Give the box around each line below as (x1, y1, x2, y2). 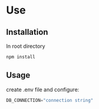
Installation (6, 27, 48, 37)
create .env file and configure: (6, 86, 80, 93)
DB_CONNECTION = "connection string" (6, 97, 94, 103)
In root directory (6, 42, 45, 49)
